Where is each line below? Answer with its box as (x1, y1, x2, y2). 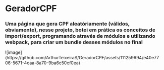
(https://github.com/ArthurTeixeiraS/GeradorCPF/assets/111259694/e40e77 (5, 55, 160, 61)
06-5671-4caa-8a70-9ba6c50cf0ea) (5, 60, 81, 66)
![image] (5, 49, 22, 55)
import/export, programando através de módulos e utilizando (5, 33, 156, 40)
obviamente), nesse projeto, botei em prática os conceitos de (5, 26, 156, 33)
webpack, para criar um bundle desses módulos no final (5, 39, 143, 46)
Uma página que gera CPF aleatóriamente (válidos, (5, 21, 130, 27)
